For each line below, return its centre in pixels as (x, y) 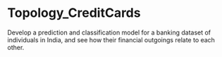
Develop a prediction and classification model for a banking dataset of (109, 32)
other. (16, 47)
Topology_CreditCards (74, 13)
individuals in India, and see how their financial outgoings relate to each (111, 39)
